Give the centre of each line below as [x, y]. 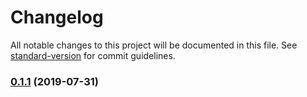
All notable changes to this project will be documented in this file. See [154, 45]
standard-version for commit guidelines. [93, 55]
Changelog [57, 17]
